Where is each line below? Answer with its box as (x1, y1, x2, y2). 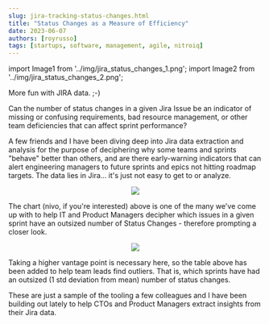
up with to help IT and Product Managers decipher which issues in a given (8, 210, 255, 220)
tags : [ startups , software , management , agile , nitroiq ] (8, 42, 204, 50)
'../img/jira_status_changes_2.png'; (8, 73, 123, 82)
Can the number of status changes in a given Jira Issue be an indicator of (8, 104, 252, 114)
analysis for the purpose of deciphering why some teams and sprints (8, 145, 237, 155)
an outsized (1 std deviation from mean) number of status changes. (8, 275, 231, 285)
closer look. (8, 227, 48, 237)
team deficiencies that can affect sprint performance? (8, 121, 188, 131)
